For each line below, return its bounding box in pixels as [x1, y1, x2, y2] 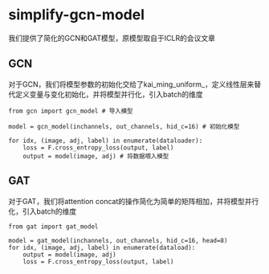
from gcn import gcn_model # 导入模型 [8, 107, 134, 115]
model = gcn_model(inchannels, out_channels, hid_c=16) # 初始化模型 [8, 122, 240, 130]
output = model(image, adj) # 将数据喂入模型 [22, 152, 169, 160]
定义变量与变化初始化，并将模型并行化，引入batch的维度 [14, 89, 203, 99]
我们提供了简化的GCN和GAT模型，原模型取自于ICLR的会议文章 [8, 33, 215, 43]
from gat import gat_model [8, 223, 99, 231]
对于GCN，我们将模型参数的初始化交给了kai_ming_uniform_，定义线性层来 [8, 79, 255, 89]
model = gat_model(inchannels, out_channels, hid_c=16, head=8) [8, 236, 228, 244]
